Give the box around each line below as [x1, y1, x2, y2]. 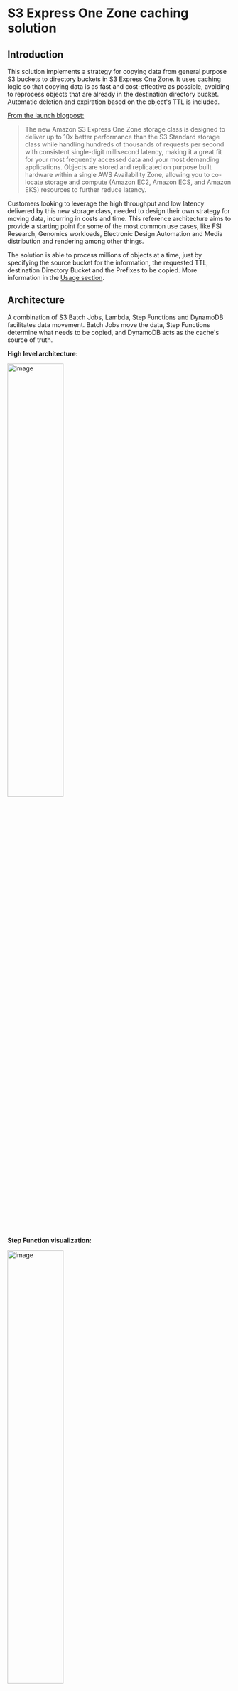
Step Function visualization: [7, 1236, 92, 1244]
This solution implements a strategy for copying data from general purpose [7, 68, 227, 75]
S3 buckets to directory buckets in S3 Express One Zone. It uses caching [7, 75, 222, 83]
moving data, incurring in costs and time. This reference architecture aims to [7, 215, 232, 223]
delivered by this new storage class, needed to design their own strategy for [7, 207, 231, 215]
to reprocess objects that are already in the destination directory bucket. [7, 90, 219, 98]
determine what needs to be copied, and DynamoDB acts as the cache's [7, 328, 220, 336]
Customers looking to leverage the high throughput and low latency [7, 199, 205, 208]
